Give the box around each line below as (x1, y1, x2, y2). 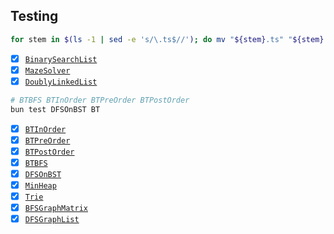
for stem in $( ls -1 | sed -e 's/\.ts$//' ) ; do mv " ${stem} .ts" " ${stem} (10, 34, 325, 44)
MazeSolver (24, 65, 71, 76)
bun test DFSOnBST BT (10, 104, 101, 114)
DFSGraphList (24, 215, 80, 225)
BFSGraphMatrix (24, 204, 89, 214)
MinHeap (24, 180, 57, 191)
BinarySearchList (24, 54, 98, 64)
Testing (10, 8, 59, 25)
